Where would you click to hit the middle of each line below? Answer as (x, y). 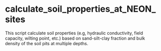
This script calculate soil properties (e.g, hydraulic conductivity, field (74, 33)
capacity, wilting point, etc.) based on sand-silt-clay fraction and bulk (75, 38)
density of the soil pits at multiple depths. (47, 43)
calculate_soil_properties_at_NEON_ (80, 9)
